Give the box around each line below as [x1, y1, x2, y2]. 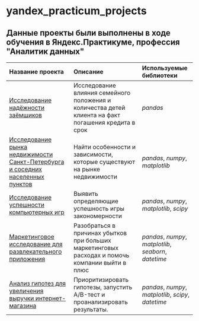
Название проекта [9, 68, 64, 75]
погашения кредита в [73, 119, 136, 126]
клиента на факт [73, 111, 120, 119]
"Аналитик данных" [6, 46, 85, 56]
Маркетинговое [9, 233, 54, 241]
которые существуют [73, 158, 135, 166]
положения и [73, 96, 111, 104]
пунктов [9, 180, 33, 188]
